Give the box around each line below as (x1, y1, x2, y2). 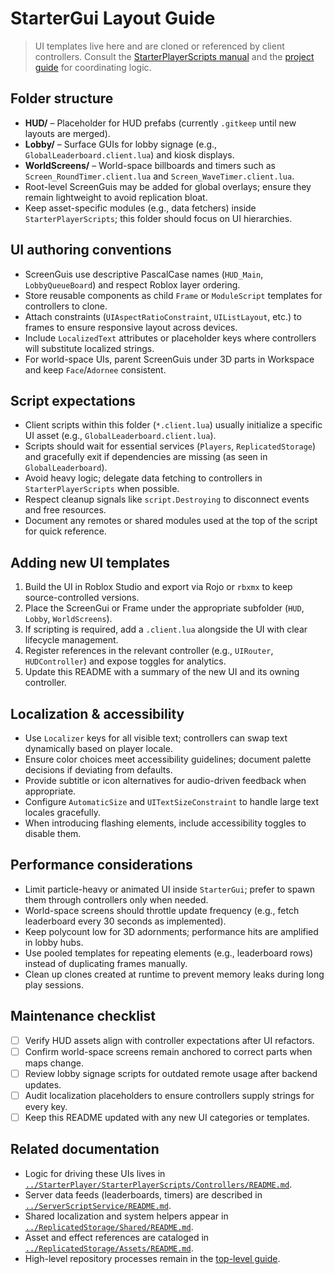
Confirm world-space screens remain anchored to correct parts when (24, 1045, 313, 1057)
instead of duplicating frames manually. (24, 957, 188, 969)
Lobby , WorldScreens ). (24, 613, 113, 625)
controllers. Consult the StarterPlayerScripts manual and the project (34, 50, 315, 62)
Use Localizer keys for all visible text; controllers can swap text (24, 732, 288, 744)
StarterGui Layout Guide (10, 7, 216, 30)
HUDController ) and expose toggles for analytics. (24, 655, 227, 667)
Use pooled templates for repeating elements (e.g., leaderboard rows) (24, 947, 314, 959)
